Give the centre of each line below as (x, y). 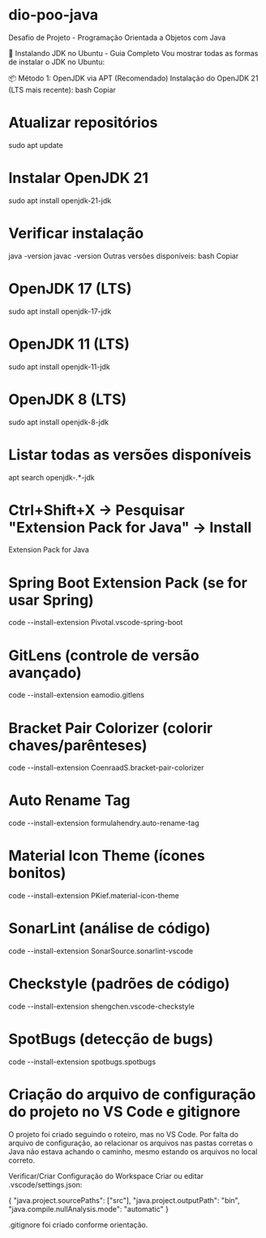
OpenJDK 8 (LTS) (68, 399)
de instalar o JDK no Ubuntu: (57, 62)
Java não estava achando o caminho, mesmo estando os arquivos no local (133, 1151)
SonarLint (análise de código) (109, 929)
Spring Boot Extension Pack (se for (128, 582)
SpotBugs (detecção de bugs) (111, 1039)
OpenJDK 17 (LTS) (70, 288)
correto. (21, 1160)
